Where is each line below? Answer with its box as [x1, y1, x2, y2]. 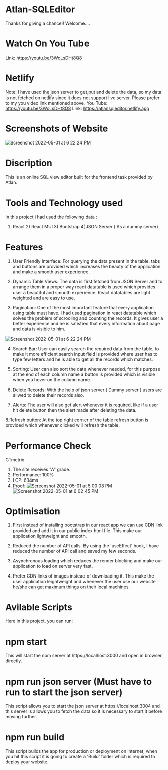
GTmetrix [5, 456, 24, 463]
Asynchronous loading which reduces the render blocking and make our [12, 558, 162, 564]
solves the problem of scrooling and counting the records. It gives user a [12, 315, 163, 321]
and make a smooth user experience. [12, 269, 90, 275]
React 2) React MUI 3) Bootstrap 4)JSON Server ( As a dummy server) [12, 223, 158, 229]
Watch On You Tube [5, 38, 90, 50]
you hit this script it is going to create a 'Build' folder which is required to [5, 754, 156, 760]
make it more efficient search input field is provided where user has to [12, 351, 158, 357]
